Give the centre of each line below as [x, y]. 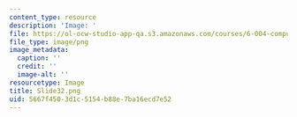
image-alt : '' [43, 75]
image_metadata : [39, 50]
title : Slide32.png [45, 91]
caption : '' [39, 58]
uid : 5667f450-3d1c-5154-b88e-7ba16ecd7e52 [91, 99]
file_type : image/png [49, 42]
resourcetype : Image [47, 83]
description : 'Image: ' [53, 26]
